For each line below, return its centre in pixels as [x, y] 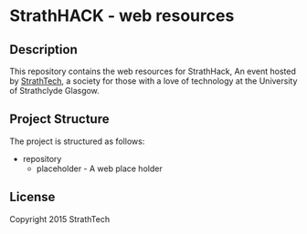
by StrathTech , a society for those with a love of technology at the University [153, 81]
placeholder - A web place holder [99, 168]
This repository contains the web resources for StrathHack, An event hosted [153, 71]
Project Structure [59, 119]
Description [43, 50]
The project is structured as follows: [77, 141]
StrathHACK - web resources [122, 16]
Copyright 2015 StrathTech [60, 219]
